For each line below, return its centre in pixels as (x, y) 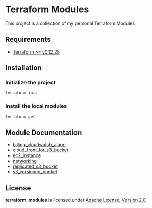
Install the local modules (36, 106)
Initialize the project (30, 83)
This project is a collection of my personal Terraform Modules (70, 23)
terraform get (20, 116)
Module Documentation (44, 132)
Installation (23, 68)
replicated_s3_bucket (35, 166)
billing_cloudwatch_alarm (39, 145)
